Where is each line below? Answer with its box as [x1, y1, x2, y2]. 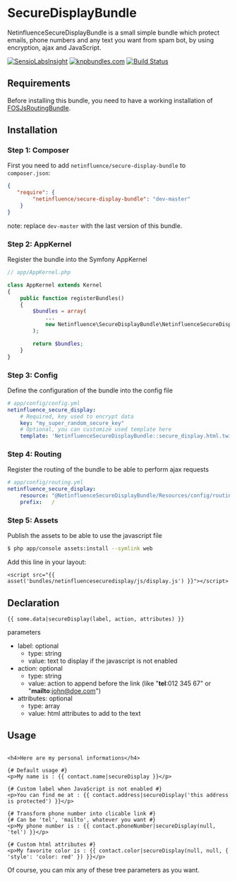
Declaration [7, 597, 60, 609]
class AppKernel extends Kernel [7, 281, 102, 289]
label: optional [17, 641, 59, 650]
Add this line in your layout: [7, 558, 87, 566]
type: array [28, 701, 61, 710]
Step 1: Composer [7, 145, 69, 155]
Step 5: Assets [7, 515, 59, 525]
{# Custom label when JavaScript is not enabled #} [7, 785, 162, 792]
